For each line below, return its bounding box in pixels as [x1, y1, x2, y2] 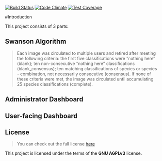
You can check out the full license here [16, 141, 95, 147]
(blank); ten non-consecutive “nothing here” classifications [16, 61, 135, 66]
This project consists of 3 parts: [5, 23, 69, 29]
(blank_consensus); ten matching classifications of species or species [16, 65, 157, 71]
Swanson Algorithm [5, 37, 66, 46]
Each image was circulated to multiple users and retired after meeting [16, 50, 156, 56]
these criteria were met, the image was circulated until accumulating [16, 76, 154, 82]
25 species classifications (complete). [16, 81, 93, 87]
